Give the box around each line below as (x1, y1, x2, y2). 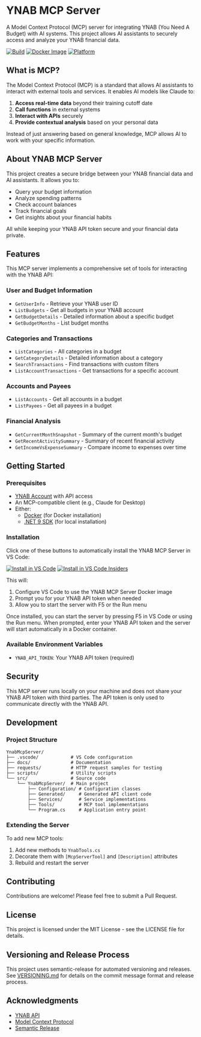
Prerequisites (6, 479, 46, 487)
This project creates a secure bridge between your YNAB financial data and (6, 170, 193, 177)
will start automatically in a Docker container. (6, 625, 118, 632)
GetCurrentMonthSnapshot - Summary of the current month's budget (14, 430, 182, 438)
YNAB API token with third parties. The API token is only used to (6, 694, 164, 701)
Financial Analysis (6, 417, 61, 426)
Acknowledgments (6, 996, 79, 1006)
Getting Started (6, 460, 65, 471)
